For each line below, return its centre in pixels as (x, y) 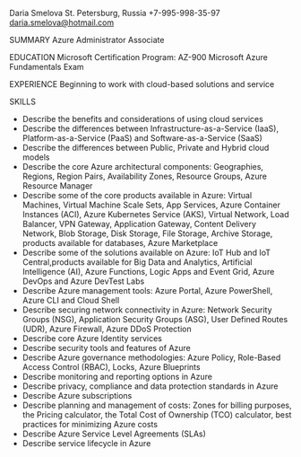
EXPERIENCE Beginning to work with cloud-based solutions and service (142, 84)
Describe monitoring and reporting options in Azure (117, 377)
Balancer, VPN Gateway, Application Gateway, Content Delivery (139, 224)
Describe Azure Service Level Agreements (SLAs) (114, 434)
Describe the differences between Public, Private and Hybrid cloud (146, 148)
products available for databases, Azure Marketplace (120, 243)
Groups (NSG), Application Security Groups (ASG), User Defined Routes (155, 319)
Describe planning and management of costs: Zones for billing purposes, (157, 405)
